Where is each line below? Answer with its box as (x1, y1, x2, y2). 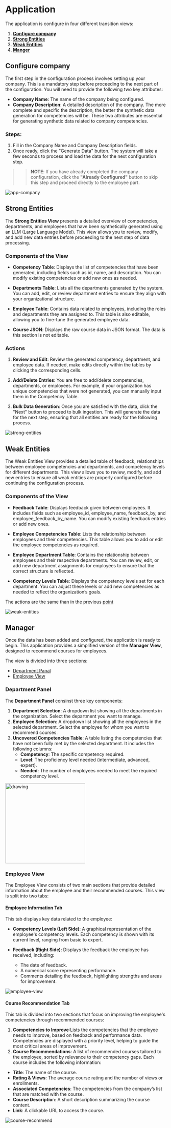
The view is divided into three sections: (5, 658, 88, 664)
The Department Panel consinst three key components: (5, 698, 123, 704)
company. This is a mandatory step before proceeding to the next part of (5, 80, 159, 87)
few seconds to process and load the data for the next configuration (12, 153, 157, 159)
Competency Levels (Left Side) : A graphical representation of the (12, 926, 152, 932)
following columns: (12, 746, 53, 752)
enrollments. (12, 1080, 39, 1086)
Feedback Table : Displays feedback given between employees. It (12, 504, 151, 510)
